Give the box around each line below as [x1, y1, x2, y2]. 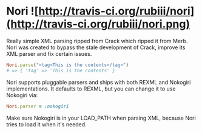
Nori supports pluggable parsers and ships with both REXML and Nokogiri [6, 78, 191, 86]
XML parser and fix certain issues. [6, 50, 92, 57]
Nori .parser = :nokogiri [6, 103, 69, 109]
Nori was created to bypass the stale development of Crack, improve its [6, 44, 186, 51]
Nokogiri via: [6, 91, 38, 98]
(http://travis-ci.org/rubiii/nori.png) [6, 17, 190, 31]
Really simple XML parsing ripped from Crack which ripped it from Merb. [6, 37, 188, 44]
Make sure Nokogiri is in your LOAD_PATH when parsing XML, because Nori [6, 114, 196, 121]
